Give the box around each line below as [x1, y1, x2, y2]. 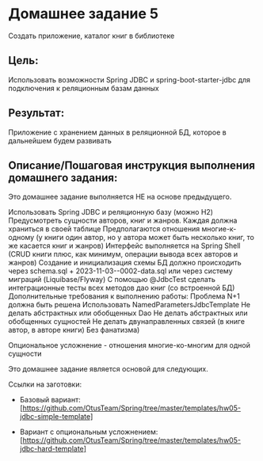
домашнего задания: [8, 171, 118, 185]
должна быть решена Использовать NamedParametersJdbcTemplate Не [8, 300, 251, 310]
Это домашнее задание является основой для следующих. [8, 364, 208, 374]
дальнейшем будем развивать [8, 135, 112, 145]
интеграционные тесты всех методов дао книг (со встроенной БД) [8, 283, 235, 293]
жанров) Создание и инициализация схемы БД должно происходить [8, 258, 242, 268]
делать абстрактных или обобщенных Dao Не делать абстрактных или [8, 308, 248, 318]
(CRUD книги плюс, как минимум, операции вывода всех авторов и [8, 250, 238, 259]
